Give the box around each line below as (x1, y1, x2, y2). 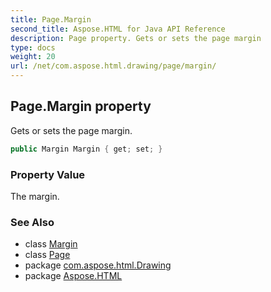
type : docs (10, 42, 56, 53)
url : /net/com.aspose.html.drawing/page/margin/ (10, 61, 217, 71)
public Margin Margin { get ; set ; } (10, 144, 163, 154)
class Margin (24, 238, 78, 250)
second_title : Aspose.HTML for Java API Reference (10, 24, 226, 34)
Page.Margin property (10, 98, 152, 115)
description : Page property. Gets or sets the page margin (10, 33, 262, 43)
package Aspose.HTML (24, 270, 123, 282)
